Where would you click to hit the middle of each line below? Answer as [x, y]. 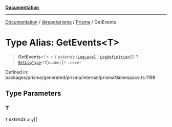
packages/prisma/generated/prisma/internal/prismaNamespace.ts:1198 [80, 77]
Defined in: [17, 72]
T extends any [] [21, 119]
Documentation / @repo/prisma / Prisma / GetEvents [61, 22]
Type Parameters [33, 94]
